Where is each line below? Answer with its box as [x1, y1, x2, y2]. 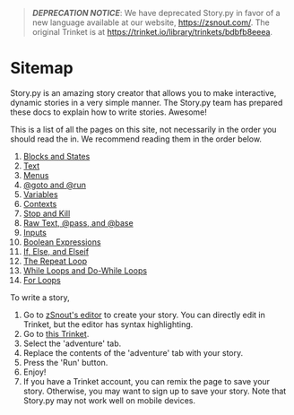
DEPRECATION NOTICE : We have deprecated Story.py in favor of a [31, 8, 281, 18]
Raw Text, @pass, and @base [22, 217, 134, 228]
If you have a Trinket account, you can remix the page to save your [22, 376, 271, 386]
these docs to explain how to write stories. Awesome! [10, 107, 207, 117]
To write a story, [10, 291, 70, 303]
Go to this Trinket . [22, 328, 90, 339]
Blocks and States [22, 151, 91, 161]
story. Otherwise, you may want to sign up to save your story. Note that [22, 385, 287, 396]
